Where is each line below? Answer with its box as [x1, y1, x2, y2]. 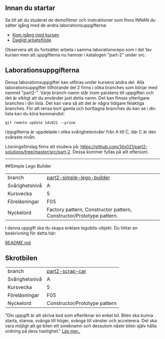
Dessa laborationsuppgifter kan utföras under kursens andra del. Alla [5, 79, 145, 85]
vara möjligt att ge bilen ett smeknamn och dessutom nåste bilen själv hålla [5, 323, 157, 329]
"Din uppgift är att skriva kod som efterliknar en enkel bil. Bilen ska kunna [5, 312, 153, 318]
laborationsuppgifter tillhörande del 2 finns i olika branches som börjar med [5, 84, 158, 90]
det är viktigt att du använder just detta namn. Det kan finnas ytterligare [5, 95, 150, 101]
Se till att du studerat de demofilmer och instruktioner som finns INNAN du [5, 17, 156, 23]
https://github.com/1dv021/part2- [80, 143, 148, 149]
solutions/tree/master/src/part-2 [5, 149, 70, 155]
